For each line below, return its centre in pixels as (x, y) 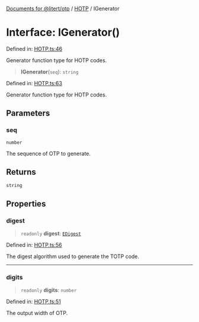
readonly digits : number (49, 290)
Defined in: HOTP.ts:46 (34, 49)
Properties (26, 204)
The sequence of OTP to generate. (48, 153)
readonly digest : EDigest (51, 234)
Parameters (28, 113)
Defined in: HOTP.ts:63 (34, 83)
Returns (21, 172)
